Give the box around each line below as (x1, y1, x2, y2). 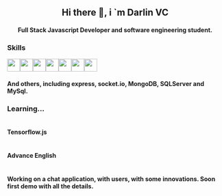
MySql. (7, 87, 29, 95)
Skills (7, 42, 26, 52)
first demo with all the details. (7, 182, 94, 191)
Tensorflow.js (7, 128, 47, 136)
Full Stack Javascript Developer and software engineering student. (18, 25, 212, 34)
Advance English (7, 151, 57, 159)
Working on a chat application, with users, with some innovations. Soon (7, 175, 216, 183)
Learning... (7, 104, 45, 113)
